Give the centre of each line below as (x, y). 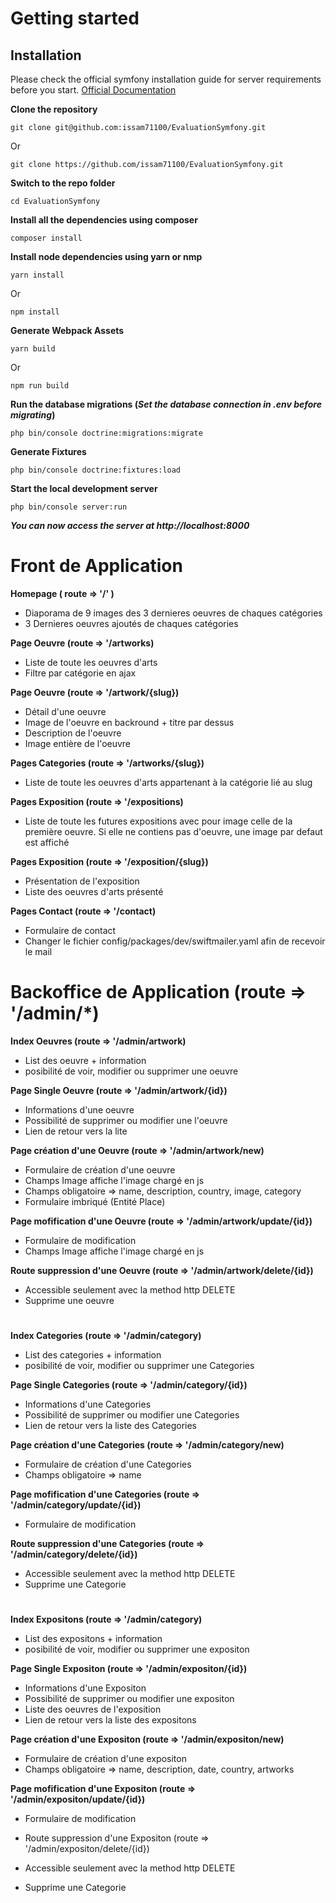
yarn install (37, 275)
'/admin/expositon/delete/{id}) (87, 1849)
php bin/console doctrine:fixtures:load (96, 470)
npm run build (40, 386)
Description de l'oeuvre (73, 733)
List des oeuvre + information (85, 1060)
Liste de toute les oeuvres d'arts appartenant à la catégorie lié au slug (168, 782)
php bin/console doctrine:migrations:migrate (106, 433)
